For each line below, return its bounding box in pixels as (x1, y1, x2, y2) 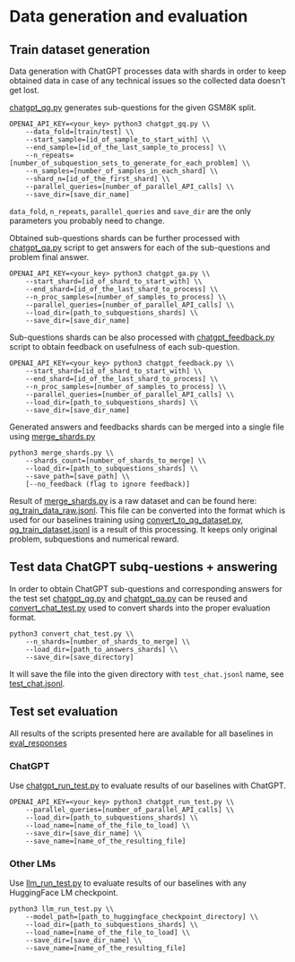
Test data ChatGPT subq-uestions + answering (9, 559, 278, 575)
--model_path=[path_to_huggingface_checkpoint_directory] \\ (25, 913, 258, 922)
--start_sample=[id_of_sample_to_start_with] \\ (25, 135, 211, 144)
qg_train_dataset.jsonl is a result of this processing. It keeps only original (9, 524, 278, 534)
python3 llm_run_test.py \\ (9, 905, 115, 914)
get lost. (9, 85, 40, 95)
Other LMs (9, 857, 56, 870)
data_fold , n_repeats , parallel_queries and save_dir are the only (9, 206, 252, 216)
